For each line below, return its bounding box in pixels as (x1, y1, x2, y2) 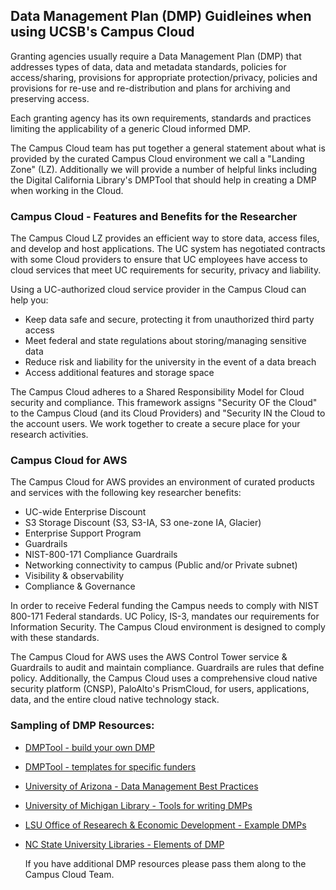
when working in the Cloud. (10, 184, 124, 196)
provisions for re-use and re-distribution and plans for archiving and (10, 82, 291, 94)
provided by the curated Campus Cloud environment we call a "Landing (10, 152, 305, 164)
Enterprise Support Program (24, 527, 142, 539)
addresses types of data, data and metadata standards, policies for (10, 60, 287, 73)
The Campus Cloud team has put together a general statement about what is (10, 142, 326, 154)
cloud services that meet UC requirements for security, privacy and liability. (10, 264, 322, 276)
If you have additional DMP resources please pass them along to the (24, 857, 307, 869)
